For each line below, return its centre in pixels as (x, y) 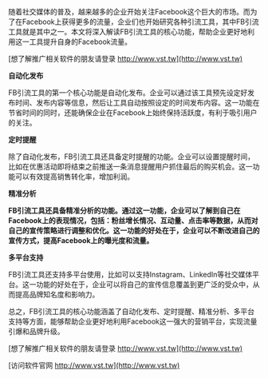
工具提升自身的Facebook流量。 (80, 42)
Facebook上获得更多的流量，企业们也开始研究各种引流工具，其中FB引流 (140, 22)
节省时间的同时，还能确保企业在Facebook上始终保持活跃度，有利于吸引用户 (133, 113)
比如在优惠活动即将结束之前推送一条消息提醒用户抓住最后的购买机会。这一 (130, 167)
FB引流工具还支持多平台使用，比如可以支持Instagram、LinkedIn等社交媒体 (130, 275)
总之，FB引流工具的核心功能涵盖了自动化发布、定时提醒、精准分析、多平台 (132, 311)
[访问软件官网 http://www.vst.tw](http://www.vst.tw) (94, 365)
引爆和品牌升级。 (36, 331)
